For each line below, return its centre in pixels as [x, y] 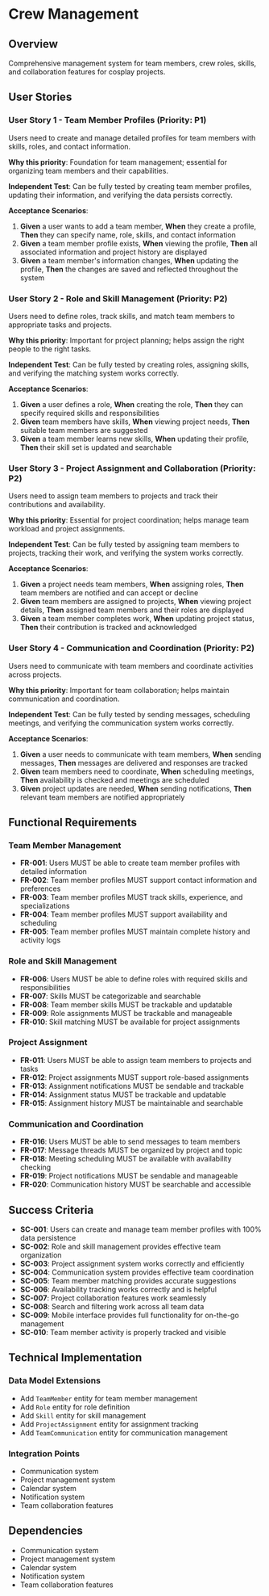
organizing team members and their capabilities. [89, 170]
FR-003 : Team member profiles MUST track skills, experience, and [131, 897]
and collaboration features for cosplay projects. [87, 72]
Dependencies [46, 1531]
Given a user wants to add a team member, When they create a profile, [138, 226]
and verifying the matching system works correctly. [94, 373]
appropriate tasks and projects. [60, 325]
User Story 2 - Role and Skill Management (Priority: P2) [118, 298]
